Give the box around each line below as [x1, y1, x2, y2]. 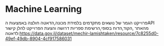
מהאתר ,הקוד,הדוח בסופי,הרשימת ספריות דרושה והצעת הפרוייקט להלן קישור [5, 25, 149, 31]
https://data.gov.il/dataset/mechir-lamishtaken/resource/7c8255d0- [19, 30, 159, 36]
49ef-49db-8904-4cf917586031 [5, 36, 72, 42]
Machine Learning [5, 3, 82, 15]
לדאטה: [5, 30, 20, 36]
